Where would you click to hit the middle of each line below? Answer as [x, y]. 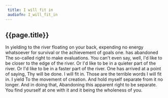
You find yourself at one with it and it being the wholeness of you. [74, 90]
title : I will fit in [30, 10]
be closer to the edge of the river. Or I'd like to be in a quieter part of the [81, 63]
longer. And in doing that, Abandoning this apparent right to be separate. [81, 85]
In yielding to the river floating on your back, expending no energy [74, 47]
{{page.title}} [27, 35]
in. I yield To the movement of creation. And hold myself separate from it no [84, 79]
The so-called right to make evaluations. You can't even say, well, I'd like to [84, 58]
